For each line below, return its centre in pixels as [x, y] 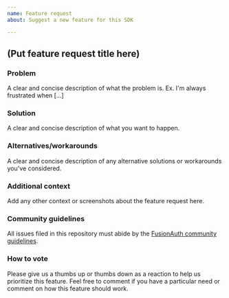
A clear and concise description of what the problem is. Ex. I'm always [107, 88]
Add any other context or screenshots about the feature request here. [106, 201]
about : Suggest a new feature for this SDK [70, 20]
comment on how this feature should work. [68, 288]
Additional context [39, 186]
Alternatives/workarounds [52, 146]
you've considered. [34, 168]
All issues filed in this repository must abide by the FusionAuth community [112, 233]
